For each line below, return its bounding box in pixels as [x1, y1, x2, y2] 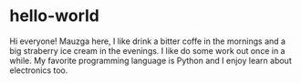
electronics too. [9, 65, 68, 76]
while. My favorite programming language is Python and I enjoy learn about [9, 55, 292, 66]
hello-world [9, 5, 100, 26]
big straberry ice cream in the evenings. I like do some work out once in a [9, 45, 285, 56]
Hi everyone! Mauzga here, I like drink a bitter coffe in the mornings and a [9, 36, 285, 47]
